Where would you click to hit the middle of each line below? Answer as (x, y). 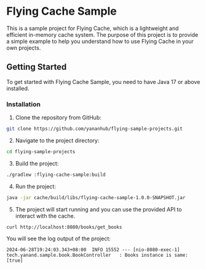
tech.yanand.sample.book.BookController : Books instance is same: (97, 256)
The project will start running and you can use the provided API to (99, 209)
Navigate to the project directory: (57, 140)
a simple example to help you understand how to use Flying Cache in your (100, 41)
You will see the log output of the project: (58, 239)
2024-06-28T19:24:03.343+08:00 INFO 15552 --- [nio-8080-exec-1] (93, 250)
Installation (24, 104)
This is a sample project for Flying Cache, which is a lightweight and (93, 28)
